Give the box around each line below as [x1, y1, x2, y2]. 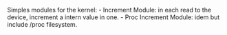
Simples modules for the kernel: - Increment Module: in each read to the [7, 6, 212, 14]
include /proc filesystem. [7, 21, 78, 28]
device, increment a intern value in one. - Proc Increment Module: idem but [7, 13, 220, 21]
